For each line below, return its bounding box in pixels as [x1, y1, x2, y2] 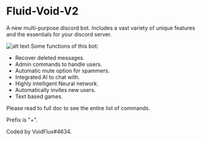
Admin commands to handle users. [15, 61, 102, 68]
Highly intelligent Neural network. [15, 80, 99, 87]
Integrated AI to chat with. [15, 73, 80, 80]
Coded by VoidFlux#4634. [6, 128, 72, 135]
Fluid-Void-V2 [6, 4, 79, 18]
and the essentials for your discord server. [6, 30, 112, 38]
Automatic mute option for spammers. [15, 67, 110, 74]
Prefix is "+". [6, 116, 38, 123]
